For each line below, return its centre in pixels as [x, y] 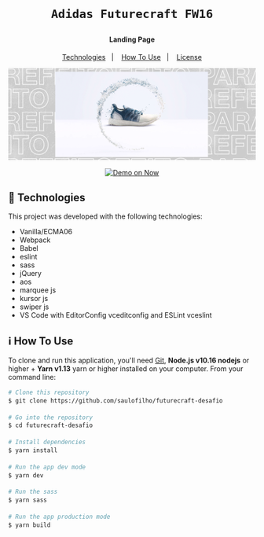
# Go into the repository [50, 417]
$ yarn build [29, 525]
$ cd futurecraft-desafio [50, 425]
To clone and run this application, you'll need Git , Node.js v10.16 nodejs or [129, 360]
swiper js [34, 307]
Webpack [35, 240]
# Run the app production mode [59, 517]
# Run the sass [33, 492]
